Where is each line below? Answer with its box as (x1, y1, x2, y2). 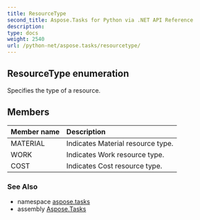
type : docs (7, 29, 39, 37)
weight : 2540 (7, 36, 45, 43)
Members (7, 107, 50, 118)
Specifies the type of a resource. (7, 86, 101, 94)
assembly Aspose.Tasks (17, 205, 87, 213)
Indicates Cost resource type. (66, 161, 163, 170)
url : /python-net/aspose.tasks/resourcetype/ (7, 42, 140, 49)
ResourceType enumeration (7, 68, 129, 80)
